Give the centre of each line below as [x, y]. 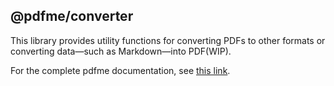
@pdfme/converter [72, 16]
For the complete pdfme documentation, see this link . [120, 70]
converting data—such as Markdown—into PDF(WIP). [121, 51]
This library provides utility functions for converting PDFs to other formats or [168, 40]
